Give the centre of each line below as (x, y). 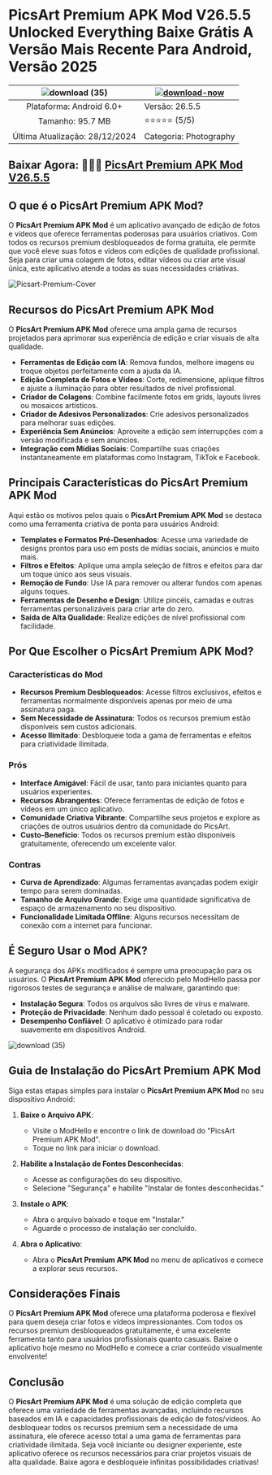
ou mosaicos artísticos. (59, 405)
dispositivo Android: (42, 1099)
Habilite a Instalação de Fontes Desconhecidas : (102, 1164)
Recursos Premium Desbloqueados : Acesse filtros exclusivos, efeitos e (141, 692)
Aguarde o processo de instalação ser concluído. (114, 1228)
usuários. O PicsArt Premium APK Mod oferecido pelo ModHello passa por (135, 979)
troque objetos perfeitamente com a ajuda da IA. (101, 371)
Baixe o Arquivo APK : (57, 1115)
